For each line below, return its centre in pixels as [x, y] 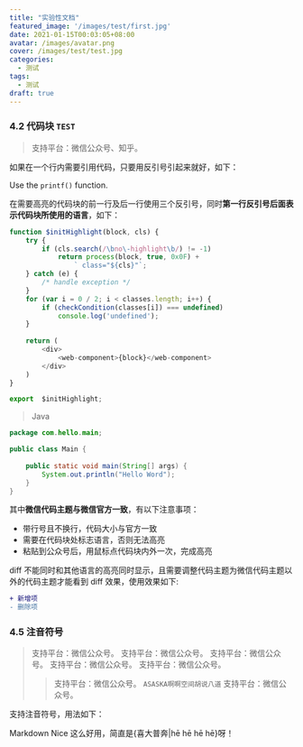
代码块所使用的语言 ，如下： [68, 215]
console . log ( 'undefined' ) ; [108, 316]
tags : [19, 77]
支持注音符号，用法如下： [57, 715]
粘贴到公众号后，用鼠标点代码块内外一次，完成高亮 [117, 551]
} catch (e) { [52, 274]
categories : [32, 60]
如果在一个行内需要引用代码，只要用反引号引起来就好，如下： [124, 167]
